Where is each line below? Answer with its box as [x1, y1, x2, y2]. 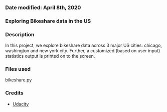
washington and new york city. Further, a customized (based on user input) [5, 48, 160, 54]
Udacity [12, 101, 29, 107]
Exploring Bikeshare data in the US [5, 17, 91, 24]
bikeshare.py [5, 77, 32, 83]
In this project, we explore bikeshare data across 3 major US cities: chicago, [5, 42, 162, 49]
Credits [5, 89, 24, 96]
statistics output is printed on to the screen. [5, 53, 95, 59]
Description [5, 31, 35, 38]
